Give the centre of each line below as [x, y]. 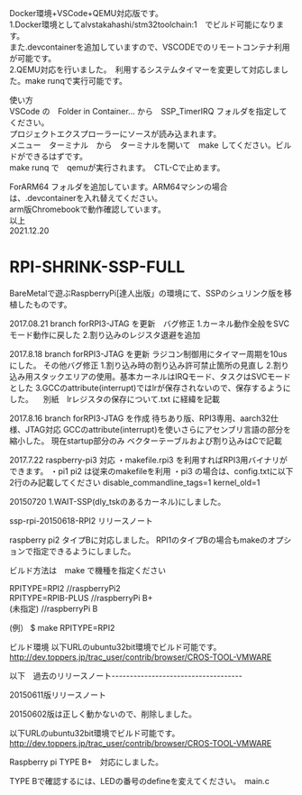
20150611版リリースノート [58, 694]
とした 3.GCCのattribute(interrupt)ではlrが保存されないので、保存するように [150, 388]
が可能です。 [33, 58]
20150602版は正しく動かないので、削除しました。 [103, 714]
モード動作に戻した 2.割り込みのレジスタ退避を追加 [105, 334]
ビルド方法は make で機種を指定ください [88, 570]
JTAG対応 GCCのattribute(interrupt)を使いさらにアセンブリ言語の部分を [158, 429]
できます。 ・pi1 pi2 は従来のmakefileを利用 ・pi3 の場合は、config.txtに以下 [151, 471]
